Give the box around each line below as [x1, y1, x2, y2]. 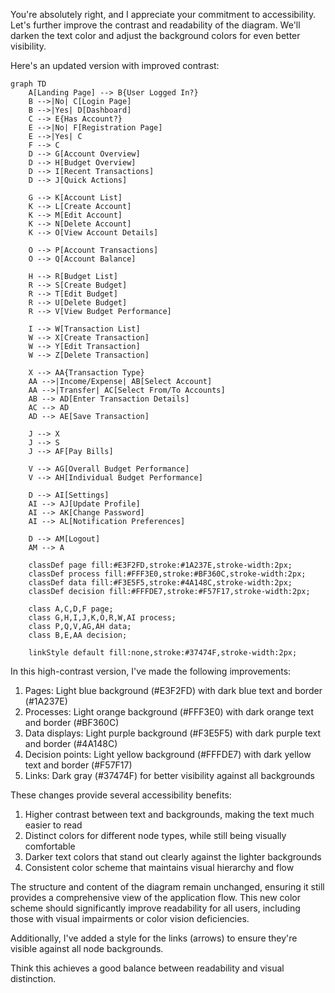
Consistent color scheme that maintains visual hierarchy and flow [24, 862, 295, 873]
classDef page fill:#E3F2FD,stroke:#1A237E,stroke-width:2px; [28, 560, 293, 570]
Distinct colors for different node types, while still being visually [24, 830, 287, 841]
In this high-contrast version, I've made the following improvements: [10, 665, 292, 677]
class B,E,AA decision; [28, 630, 128, 640]
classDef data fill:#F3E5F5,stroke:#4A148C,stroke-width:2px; [28, 578, 293, 588]
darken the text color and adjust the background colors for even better [10, 30, 301, 41]
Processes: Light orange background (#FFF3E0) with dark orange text [24, 706, 314, 718]
